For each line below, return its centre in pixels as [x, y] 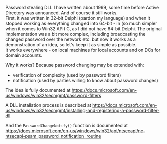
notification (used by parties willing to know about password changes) [85, 80]
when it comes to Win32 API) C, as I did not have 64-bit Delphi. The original [83, 29]
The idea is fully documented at [38, 90]
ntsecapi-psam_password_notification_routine [53, 136]
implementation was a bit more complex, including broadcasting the [75, 34]
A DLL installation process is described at [48, 105]
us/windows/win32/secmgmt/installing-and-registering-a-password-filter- [82, 111]
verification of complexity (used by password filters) [67, 75]
